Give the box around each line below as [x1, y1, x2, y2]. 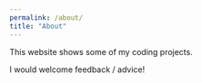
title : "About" [9, 22, 67, 31]
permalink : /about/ [9, 13, 84, 23]
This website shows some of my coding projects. [9, 46, 193, 57]
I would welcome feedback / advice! [9, 64, 146, 75]
